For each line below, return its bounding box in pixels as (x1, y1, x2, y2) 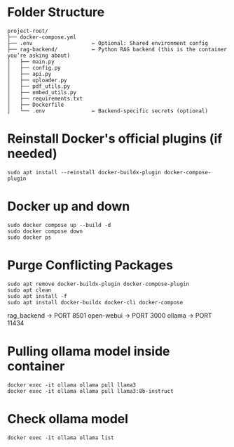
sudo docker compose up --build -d (7, 221, 111, 228)
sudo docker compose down (7, 228, 83, 235)
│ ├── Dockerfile (7, 101, 64, 108)
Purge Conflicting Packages (7, 257, 174, 273)
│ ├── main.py (7, 58, 55, 65)
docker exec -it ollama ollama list (7, 434, 114, 441)
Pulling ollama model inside (7, 343, 170, 359)
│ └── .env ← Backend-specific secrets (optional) (7, 107, 209, 115)
